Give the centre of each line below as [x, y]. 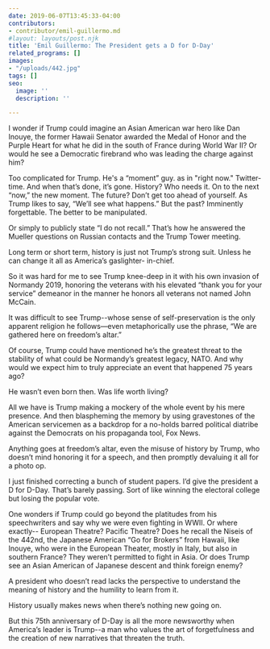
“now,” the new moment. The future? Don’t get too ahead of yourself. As [128, 195]
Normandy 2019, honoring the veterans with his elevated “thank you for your [135, 285]
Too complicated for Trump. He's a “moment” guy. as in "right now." [121, 178]
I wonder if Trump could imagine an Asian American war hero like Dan [124, 128]
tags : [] [23, 76]
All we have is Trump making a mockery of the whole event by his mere [127, 407]
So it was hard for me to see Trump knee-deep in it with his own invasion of [134, 277]
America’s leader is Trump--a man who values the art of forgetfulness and [131, 630]
